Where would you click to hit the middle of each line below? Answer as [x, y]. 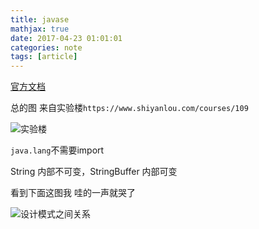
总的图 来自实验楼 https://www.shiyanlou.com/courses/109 [129, 108]
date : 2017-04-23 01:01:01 [66, 38]
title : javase [40, 19]
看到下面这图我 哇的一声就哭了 [73, 193]
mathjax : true [40, 29]
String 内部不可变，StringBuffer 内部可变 [94, 172]
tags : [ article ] [44, 57]
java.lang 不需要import [57, 150]
